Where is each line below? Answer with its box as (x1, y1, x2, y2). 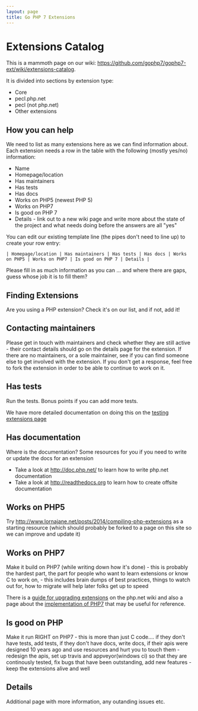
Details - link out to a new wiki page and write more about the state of (14, 215, 186, 223)
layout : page (6, 8, 39, 15)
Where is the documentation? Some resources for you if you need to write (6, 448, 187, 455)
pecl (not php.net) (14, 102, 59, 109)
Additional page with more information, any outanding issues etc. (6, 698, 165, 705)
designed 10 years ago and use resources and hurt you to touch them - (6, 646, 180, 653)
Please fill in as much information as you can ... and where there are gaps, (6, 267, 187, 274)
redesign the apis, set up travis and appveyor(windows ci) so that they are (6, 652, 187, 659)
